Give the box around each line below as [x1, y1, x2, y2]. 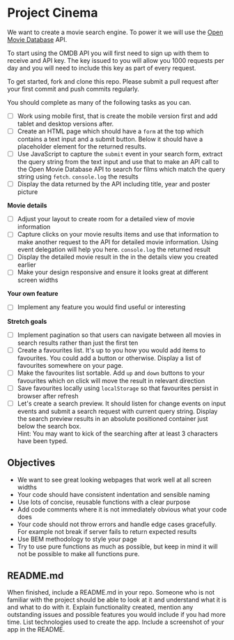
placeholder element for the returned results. [17, 142, 146, 151]
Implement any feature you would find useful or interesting [17, 303, 186, 311]
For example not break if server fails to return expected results [17, 527, 197, 535]
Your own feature [7, 290, 58, 298]
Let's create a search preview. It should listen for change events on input [17, 399, 226, 408]
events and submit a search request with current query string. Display [17, 407, 218, 415]
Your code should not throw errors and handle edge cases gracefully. [17, 520, 217, 528]
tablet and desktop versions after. [17, 120, 114, 128]
